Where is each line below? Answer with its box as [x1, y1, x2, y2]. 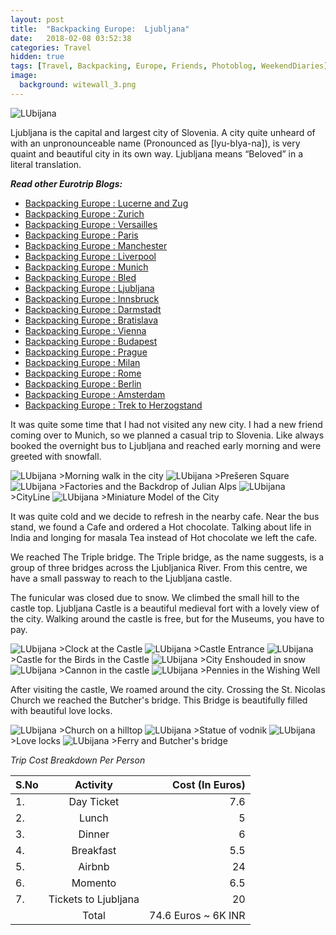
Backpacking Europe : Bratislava [24, 314, 159, 326]
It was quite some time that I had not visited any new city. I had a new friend [10, 418, 323, 430]
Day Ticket [68, 794, 120, 808]
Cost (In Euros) [172, 777, 246, 791]
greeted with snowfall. [10, 450, 102, 462]
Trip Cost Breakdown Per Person [10, 754, 146, 766]
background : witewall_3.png [19, 80, 137, 90]
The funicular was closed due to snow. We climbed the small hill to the [10, 591, 300, 603]
